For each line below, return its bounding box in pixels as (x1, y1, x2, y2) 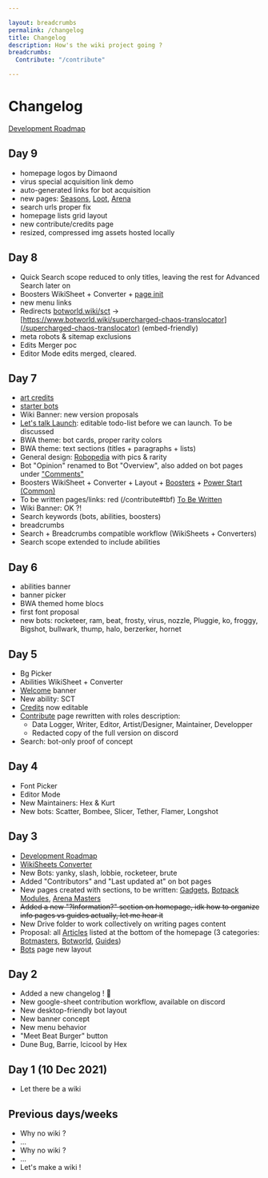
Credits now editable (19, 703, 89, 712)
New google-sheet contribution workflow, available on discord (19, 997, 226, 1007)
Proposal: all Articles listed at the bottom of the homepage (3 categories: (19, 927, 260, 936)
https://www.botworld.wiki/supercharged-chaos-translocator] (22, 314, 227, 324)
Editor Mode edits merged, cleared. (19, 349, 137, 358)
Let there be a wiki (19, 1084, 82, 1094)
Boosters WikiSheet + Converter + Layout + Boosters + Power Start (19, 477, 242, 488)
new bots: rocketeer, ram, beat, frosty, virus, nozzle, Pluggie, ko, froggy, (19, 616, 258, 625)
